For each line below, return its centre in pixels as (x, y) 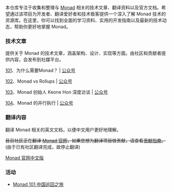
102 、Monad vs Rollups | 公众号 (39, 81)
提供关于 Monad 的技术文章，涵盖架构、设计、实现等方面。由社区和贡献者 (83, 53)
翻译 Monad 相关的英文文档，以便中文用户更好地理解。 (63, 130)
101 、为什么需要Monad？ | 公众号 (40, 70)
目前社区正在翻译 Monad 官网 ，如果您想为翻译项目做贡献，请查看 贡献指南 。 (86, 140)
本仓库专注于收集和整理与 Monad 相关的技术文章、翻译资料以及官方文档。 (83, 7)
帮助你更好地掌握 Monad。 (42, 27)
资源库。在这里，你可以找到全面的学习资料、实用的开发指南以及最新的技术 (84, 20)
